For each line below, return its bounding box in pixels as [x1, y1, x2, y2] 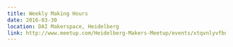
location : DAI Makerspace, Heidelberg [7, 23, 119, 30]
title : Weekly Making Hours [7, 10, 89, 17]
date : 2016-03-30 [7, 17, 58, 23]
